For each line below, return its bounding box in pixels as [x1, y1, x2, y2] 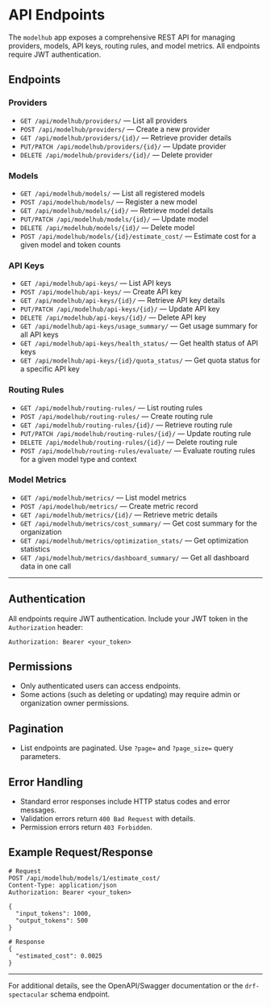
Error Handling [8, 775, 83, 789]
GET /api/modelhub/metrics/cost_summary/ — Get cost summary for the [19, 518, 258, 528]
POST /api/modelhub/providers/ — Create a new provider [19, 124, 211, 134]
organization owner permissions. [19, 699, 129, 708]
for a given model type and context [19, 454, 137, 464]
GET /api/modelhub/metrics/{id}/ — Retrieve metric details [19, 510, 218, 519]
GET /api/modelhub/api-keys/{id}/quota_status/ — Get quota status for [19, 355, 261, 365]
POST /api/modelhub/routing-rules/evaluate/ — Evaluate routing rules [19, 446, 256, 455]
